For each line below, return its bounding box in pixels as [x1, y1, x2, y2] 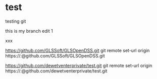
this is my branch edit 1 [5, 28, 53, 34]
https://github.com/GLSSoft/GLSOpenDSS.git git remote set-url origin [5, 47, 150, 53]
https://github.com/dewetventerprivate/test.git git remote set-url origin [5, 62, 152, 68]
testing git [5, 18, 26, 24]
